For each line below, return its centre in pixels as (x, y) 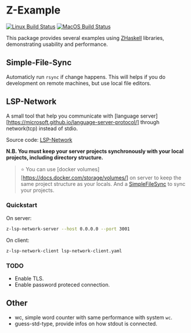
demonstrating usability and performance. (57, 44)
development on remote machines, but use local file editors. (79, 83)
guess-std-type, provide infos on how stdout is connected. (86, 324)
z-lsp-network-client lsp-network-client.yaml (64, 251)
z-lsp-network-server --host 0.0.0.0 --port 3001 (68, 229)
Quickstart (22, 205)
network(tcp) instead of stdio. (42, 128)
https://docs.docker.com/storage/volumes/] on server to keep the (102, 178)
